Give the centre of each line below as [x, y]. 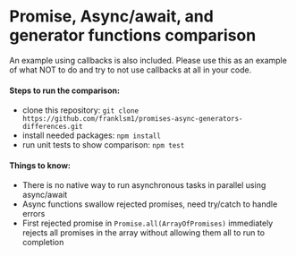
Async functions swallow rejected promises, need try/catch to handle [150, 204]
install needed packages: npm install [91, 135]
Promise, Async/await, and [112, 17]
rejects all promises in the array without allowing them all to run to [144, 233]
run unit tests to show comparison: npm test [103, 145]
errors [34, 214]
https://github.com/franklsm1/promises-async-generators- [132, 119]
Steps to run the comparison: [65, 90]
